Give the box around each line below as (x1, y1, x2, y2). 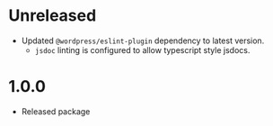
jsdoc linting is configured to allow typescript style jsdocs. (34, 44, 251, 55)
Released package (21, 105, 91, 117)
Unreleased (8, 5, 97, 26)
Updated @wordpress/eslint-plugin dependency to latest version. (21, 35, 265, 46)
